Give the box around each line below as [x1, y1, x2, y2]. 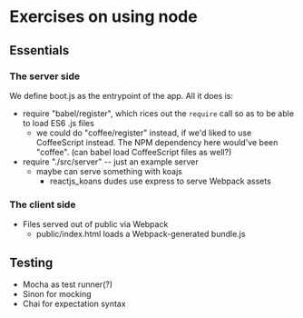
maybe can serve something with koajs [35, 165, 183, 176]
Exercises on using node [9, 6, 198, 27]
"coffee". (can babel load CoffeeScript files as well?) [35, 146, 232, 157]
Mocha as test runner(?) [22, 279, 113, 290]
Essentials [9, 43, 70, 58]
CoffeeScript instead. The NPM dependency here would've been [35, 136, 279, 147]
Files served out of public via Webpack [22, 219, 169, 230]
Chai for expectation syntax [22, 298, 126, 309]
